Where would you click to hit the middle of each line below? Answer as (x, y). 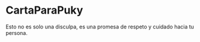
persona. (17, 33)
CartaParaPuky (44, 10)
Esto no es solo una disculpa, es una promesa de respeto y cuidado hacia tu (100, 27)
